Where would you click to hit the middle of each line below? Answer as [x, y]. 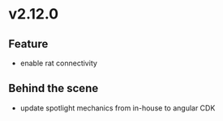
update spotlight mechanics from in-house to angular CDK [118, 108]
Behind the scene [54, 88]
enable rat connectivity [58, 63]
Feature [28, 44]
